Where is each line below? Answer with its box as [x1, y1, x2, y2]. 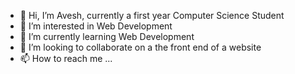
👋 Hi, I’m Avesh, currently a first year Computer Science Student [19, 10, 285, 21]
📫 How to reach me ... [19, 53, 113, 64]
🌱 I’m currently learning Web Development [19, 31, 195, 42]
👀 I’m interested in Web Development [19, 20, 173, 32]
